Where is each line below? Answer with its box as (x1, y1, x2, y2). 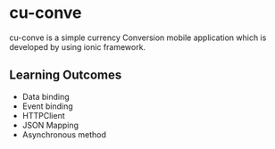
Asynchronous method (21, 128, 107, 140)
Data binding (21, 91, 70, 102)
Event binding (21, 101, 73, 112)
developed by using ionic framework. (9, 41, 146, 52)
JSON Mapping (21, 120, 79, 130)
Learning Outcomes (9, 68, 122, 83)
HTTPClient (21, 110, 65, 120)
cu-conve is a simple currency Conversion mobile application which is (9, 32, 267, 43)
